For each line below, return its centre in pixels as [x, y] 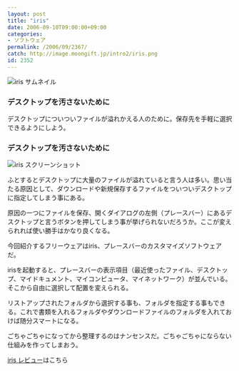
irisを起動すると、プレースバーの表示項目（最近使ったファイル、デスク [112, 270]
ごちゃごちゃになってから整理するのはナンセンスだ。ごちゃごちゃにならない [119, 336]
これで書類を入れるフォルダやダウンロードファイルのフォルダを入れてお [126, 312]
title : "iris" [29, 21]
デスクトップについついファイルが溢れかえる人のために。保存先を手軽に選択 [120, 119]
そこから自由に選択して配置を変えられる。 [70, 288]
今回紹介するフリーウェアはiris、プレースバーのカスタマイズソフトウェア [115, 246]
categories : [25, 34]
